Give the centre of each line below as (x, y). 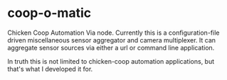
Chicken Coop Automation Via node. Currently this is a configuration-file (114, 33)
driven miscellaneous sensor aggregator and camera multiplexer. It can (111, 40)
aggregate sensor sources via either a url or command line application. (111, 47)
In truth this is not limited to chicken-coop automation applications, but (111, 61)
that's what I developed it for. (50, 69)
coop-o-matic (49, 13)
